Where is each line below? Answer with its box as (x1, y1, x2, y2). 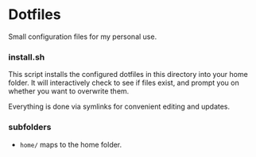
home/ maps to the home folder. (19, 140, 122, 149)
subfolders (8, 121, 52, 132)
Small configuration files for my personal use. (8, 32, 157, 41)
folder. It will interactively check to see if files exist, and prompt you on (8, 78, 240, 88)
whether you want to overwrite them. (8, 86, 130, 96)
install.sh (8, 52, 45, 63)
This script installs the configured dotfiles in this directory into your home (8, 70, 248, 79)
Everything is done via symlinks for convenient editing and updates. (8, 101, 231, 112)
